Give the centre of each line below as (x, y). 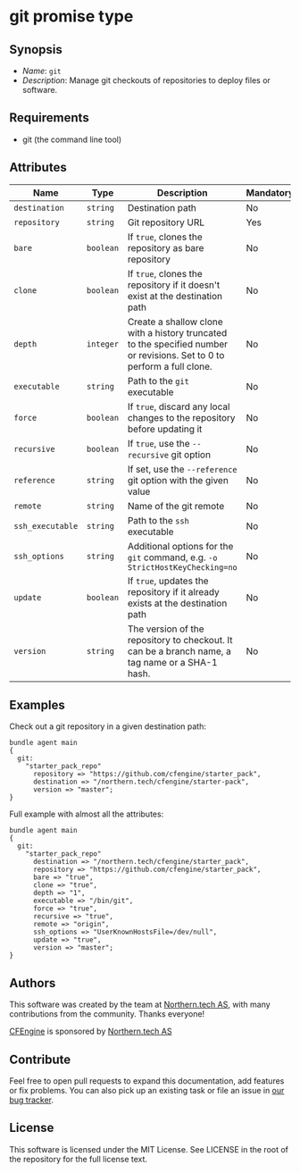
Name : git (42, 71)
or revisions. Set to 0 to (176, 355)
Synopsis (36, 50)
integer (102, 344)
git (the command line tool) (72, 139)
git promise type (71, 17)
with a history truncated (177, 332)
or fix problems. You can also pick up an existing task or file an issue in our (147, 1091)
